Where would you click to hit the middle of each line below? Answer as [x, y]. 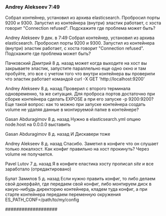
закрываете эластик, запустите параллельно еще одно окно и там [76, 68]
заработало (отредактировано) [38, 169]
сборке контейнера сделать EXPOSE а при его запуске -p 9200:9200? [79, 99]
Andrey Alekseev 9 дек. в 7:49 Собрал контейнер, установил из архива [80, 38]
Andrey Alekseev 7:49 [33, 7]
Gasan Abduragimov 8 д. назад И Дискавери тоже [58, 134]
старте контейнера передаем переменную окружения [63, 195]
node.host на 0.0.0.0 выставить [38, 124]
